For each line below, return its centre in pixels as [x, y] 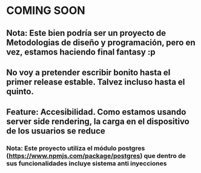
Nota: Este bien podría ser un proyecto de [86, 33]
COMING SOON [46, 11]
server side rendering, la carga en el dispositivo [98, 122]
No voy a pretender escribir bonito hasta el [88, 73]
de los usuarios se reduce [56, 131]
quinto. [20, 91]
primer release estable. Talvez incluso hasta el [96, 82]
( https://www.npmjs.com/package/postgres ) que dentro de [96, 156]
